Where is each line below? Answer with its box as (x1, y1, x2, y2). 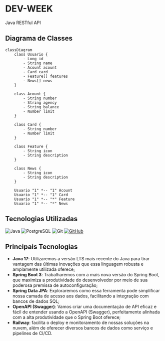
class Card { (14, 122, 41, 127)
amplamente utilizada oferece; (12, 266, 75, 272)
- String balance (23, 104, 59, 109)
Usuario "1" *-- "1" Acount (14, 188, 72, 193)
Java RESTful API (5, 20, 41, 26)
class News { (14, 166, 41, 171)
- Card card (23, 69, 48, 74)
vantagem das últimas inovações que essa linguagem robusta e (12, 261, 144, 267)
